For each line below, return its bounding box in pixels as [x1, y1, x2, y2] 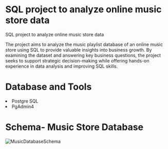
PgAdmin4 [12, 103, 34, 110]
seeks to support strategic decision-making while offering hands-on [5, 57, 150, 63]
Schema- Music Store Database [5, 121, 144, 133]
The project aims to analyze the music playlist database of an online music [5, 41, 163, 47]
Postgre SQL [12, 98, 39, 104]
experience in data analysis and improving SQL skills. [5, 63, 118, 69]
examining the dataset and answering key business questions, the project [5, 52, 161, 58]
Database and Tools [5, 81, 92, 93]
